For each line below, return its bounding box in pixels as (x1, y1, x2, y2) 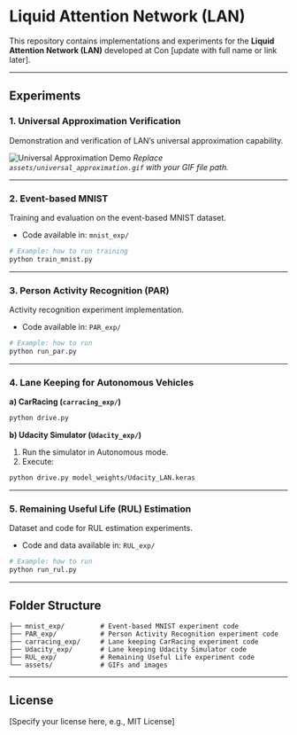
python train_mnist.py (9, 254, 93, 263)
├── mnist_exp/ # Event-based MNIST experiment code (9, 622, 240, 630)
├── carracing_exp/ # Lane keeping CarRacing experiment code (9, 637, 259, 646)
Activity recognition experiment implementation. (9, 304, 184, 315)
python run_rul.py (9, 565, 77, 574)
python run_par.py (9, 347, 77, 356)
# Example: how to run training (9, 246, 128, 255)
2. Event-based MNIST (9, 192, 109, 205)
